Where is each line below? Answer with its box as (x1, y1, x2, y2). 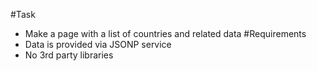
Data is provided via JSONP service (24, 39, 172, 50)
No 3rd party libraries (24, 49, 114, 61)
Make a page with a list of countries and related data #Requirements (24, 28, 307, 39)
